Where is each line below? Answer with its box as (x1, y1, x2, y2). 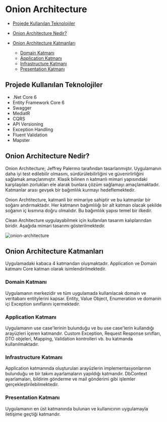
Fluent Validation (12, 132, 48, 138)
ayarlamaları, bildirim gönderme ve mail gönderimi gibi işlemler (5, 376, 136, 382)
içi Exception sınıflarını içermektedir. (5, 300, 81, 307)
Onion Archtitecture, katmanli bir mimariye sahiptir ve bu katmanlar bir (5, 197, 151, 203)
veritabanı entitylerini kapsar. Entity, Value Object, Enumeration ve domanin (5, 295, 161, 301)
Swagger (12, 105, 32, 111)
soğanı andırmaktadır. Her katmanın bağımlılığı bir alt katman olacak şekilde (5, 202, 162, 208)
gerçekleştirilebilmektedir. (5, 381, 59, 388)
